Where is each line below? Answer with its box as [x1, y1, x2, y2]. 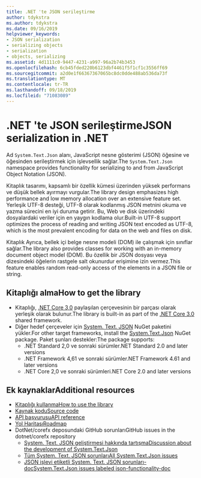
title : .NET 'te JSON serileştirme [6, 8, 95, 15]
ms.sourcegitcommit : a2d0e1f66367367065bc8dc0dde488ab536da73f [6, 70, 168, 76]
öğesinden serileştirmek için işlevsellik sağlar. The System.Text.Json [6, 158, 173, 165]
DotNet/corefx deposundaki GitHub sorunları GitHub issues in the [14, 426, 176, 434]
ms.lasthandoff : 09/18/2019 [6, 87, 77, 93]
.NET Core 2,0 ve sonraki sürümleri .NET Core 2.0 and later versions [23, 367, 191, 375]
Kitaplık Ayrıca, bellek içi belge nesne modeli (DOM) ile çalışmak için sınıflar [6, 238, 193, 245]
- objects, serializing [6, 54, 66, 60]
